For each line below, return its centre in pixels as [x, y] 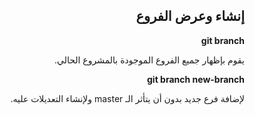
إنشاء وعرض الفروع [190, 16]
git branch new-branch [196, 79]
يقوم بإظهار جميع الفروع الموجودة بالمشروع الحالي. [149, 60]
